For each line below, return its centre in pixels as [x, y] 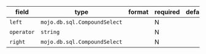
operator [22, 32]
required [167, 12]
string [50, 32]
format [139, 12]
